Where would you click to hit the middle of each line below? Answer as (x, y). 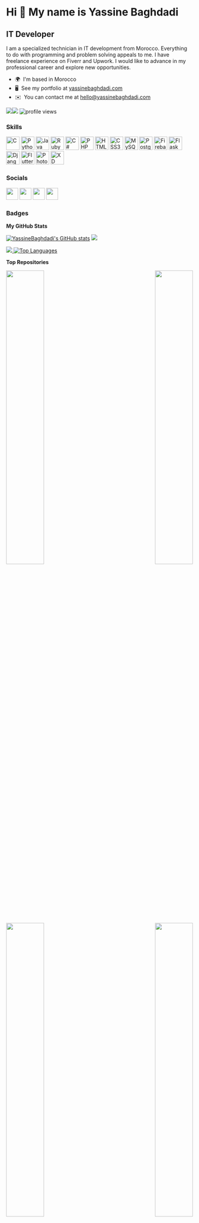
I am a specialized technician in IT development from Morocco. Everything (97, 48)
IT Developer (30, 34)
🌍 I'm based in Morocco (46, 79)
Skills (14, 127)
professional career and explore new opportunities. (69, 67)
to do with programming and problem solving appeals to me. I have (88, 55)
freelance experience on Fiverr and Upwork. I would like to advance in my (96, 61)
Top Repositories (28, 262)
